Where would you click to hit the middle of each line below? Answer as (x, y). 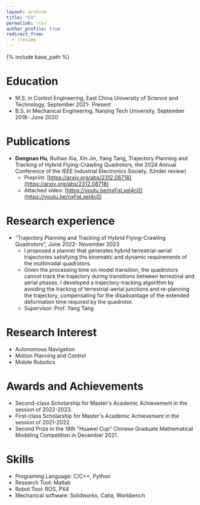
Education (32, 81)
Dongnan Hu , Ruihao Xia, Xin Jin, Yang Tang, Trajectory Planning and (101, 158)
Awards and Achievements (75, 386)
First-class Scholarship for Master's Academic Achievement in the (97, 416)
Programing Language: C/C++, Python (63, 476)
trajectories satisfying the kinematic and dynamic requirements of (105, 257)
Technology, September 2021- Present (63, 104)
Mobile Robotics (35, 362)
